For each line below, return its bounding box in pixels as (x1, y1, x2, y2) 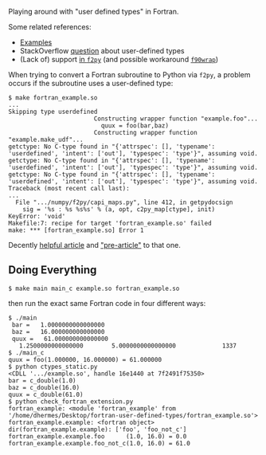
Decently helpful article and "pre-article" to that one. (8, 241, 181, 249)
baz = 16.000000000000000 (11, 328, 105, 335)
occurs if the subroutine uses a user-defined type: (8, 79, 174, 88)
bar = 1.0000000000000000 (11, 320, 105, 329)
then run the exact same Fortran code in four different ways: (8, 298, 206, 308)
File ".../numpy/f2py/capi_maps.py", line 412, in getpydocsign (15, 198, 233, 206)
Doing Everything (8, 263, 97, 277)
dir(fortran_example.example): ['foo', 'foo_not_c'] (8, 426, 187, 433)
